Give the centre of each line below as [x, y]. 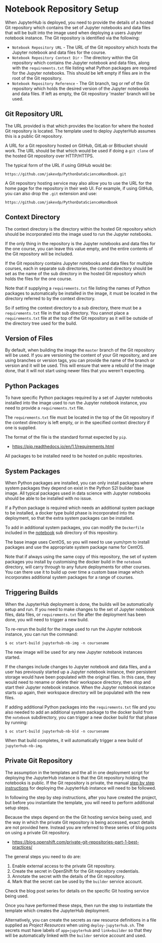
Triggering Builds [32, 592]
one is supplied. [21, 428]
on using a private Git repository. [37, 832]
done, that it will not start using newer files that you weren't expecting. [75, 371]
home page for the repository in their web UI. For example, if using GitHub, [79, 188]
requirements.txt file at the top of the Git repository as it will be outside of [79, 318]
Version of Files [29, 338]
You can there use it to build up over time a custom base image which [74, 572]
